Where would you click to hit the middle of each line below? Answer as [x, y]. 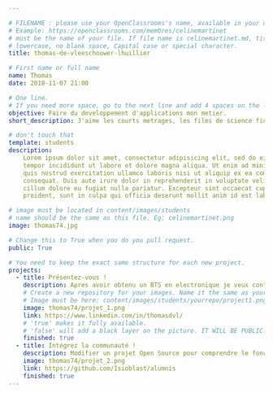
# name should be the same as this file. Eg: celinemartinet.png [121, 218]
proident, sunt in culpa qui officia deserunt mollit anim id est [138, 196]
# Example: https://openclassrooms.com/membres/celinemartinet [118, 31]
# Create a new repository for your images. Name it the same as [136, 293]
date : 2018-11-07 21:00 [49, 83]
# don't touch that [41, 135]
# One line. [28, 98]
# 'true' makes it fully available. [85, 323]
